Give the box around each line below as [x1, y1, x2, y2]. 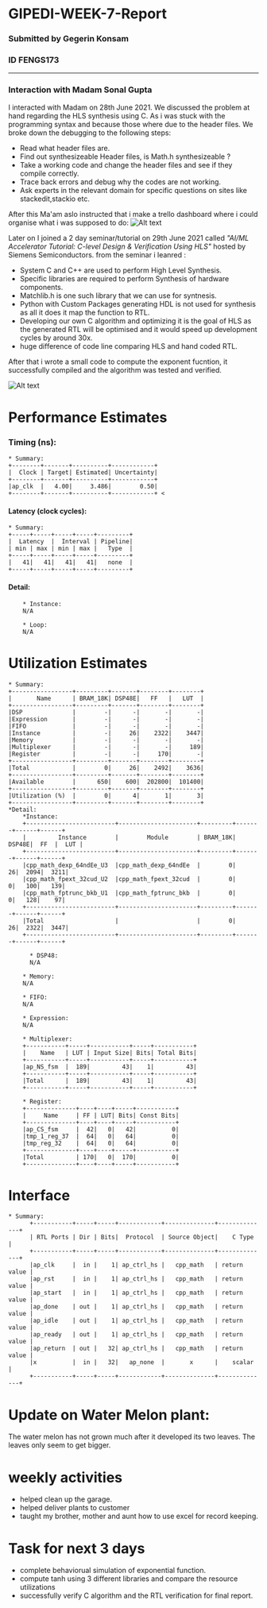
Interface [8, 1186, 70, 1204]
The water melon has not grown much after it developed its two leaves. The [8, 1432, 256, 1442]
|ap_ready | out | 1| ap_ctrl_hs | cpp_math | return [29, 1331, 244, 1339]
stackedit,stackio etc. [19, 194, 90, 203]
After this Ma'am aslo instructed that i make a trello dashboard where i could [8, 209, 258, 218]
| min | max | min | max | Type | [8, 545, 133, 553]
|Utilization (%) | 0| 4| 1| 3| [8, 791, 204, 799]
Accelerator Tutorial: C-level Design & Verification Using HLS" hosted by [8, 242, 246, 251]
